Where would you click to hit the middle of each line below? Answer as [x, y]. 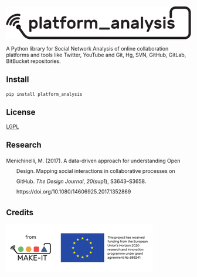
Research [24, 145]
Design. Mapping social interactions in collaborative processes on [96, 171]
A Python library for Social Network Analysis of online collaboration [87, 49]
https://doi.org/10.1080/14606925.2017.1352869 [74, 192]
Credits [20, 212]
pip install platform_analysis [44, 94]
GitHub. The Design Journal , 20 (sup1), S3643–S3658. [81, 181]
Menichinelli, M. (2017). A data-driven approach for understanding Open [93, 161]
